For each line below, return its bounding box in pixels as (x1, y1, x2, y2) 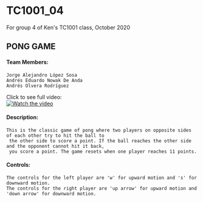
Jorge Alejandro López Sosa (6, 72, 78, 78)
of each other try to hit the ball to (6, 132, 105, 139)
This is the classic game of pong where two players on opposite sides (6, 127, 191, 133)
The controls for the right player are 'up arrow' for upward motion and (6, 185, 198, 192)
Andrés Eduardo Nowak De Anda (6, 77, 83, 83)
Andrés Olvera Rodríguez (6, 83, 69, 89)
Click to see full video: (6, 93, 62, 100)
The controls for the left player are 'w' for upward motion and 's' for (6, 175, 198, 181)
